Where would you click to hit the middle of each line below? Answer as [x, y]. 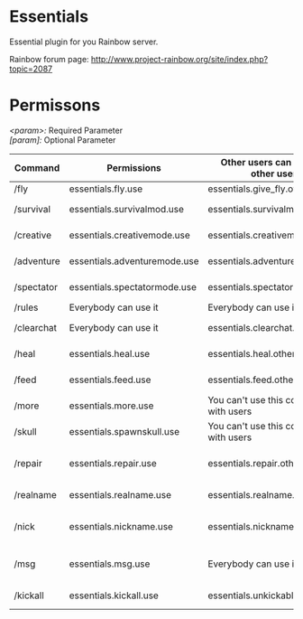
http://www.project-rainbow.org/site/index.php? [179, 59]
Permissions [134, 167]
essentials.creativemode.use [130, 235]
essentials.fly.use [106, 189]
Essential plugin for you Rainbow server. [84, 42]
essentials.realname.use [120, 494]
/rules [26, 307]
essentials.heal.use [110, 353]
